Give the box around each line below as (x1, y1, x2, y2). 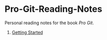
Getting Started (11, 29, 43, 35)
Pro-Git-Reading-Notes (4, 3, 103, 15)
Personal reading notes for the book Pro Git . (4, 20, 94, 26)
